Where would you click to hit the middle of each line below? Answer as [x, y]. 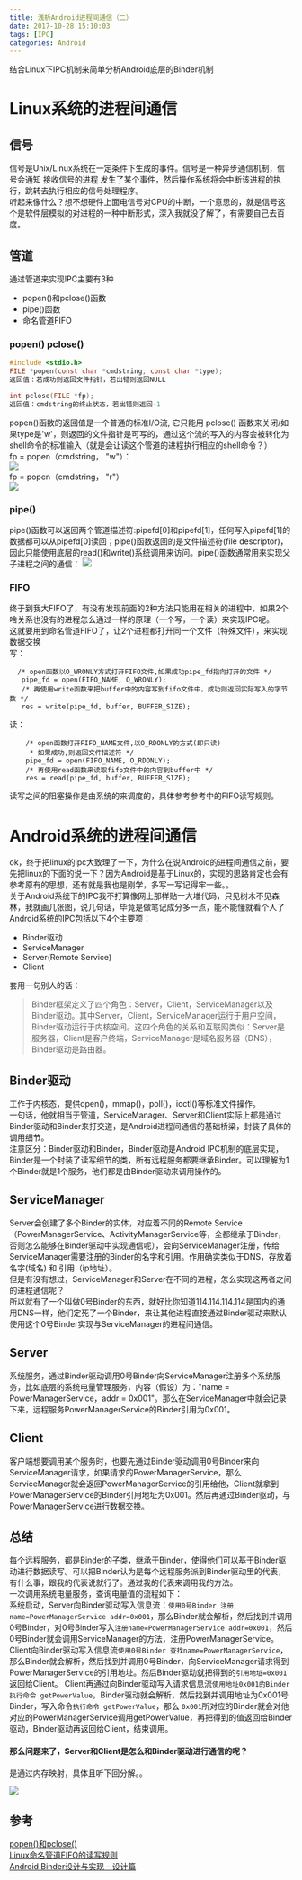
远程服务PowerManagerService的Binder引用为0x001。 [134, 1409]
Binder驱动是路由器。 [71, 1049]
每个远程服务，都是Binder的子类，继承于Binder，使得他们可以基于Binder [144, 1560]
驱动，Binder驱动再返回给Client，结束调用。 [91, 1729]
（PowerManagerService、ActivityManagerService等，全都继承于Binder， [147, 1234]
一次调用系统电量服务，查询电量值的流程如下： [96, 1594]
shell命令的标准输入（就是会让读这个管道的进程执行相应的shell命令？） [141, 445]
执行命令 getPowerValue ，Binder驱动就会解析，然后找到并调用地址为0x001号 [149, 1695]
